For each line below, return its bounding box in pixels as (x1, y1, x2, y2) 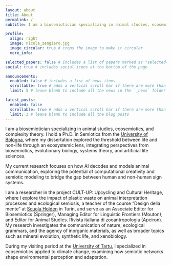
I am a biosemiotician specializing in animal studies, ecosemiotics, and (5, 126, 154, 132)
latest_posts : (5, 97, 36, 102)
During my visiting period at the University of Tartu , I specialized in (5, 243, 146, 250)
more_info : (10, 50, 33, 56)
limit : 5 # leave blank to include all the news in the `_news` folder (10, 88, 166, 93)
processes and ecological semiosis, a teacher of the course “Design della (5, 200, 160, 206)
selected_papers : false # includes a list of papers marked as (5, 60, 143, 65)
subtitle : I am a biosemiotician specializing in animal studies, (5, 22, 150, 27)
